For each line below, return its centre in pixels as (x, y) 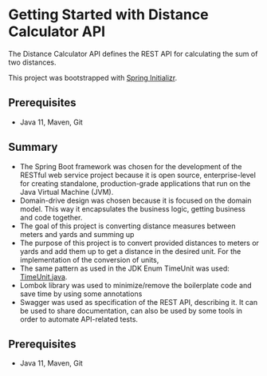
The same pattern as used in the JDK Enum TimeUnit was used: (124, 268)
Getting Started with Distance (108, 15)
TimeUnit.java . (43, 276)
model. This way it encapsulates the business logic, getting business (132, 208)
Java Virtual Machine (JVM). (67, 192)
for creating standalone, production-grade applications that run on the (135, 183)
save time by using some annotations (81, 294)
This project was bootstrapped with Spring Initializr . (93, 77)
